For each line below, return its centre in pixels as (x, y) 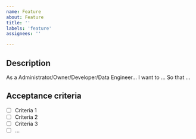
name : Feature (24, 12)
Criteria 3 (26, 124)
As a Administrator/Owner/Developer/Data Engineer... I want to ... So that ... (98, 77)
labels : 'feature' (29, 28)
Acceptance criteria (44, 96)
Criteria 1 (26, 110)
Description (28, 63)
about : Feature (25, 17)
